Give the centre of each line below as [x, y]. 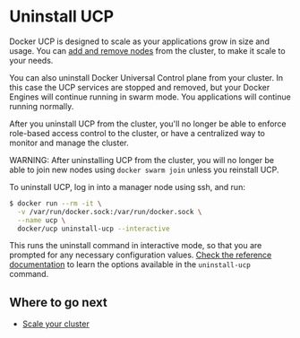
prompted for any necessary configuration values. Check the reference [141, 255]
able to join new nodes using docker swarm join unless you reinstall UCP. [144, 169]
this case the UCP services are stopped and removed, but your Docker [140, 87]
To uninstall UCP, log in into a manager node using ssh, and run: [128, 186]
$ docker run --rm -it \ [56, 204]
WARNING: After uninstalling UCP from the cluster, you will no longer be [142, 160]
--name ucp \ [42, 220]
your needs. [31, 60]
